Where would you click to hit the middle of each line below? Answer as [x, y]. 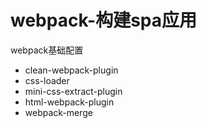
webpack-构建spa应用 [103, 20]
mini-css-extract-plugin [73, 91]
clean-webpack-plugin [71, 70]
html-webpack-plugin [69, 102]
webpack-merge [59, 112]
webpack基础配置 [47, 50]
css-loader [47, 80]
